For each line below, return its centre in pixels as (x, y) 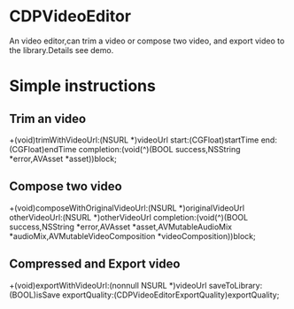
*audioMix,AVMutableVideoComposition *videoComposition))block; (132, 236)
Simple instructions (83, 86)
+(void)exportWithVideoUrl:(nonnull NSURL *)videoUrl (108, 285)
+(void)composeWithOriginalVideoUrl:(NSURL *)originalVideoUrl (127, 208)
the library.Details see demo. (62, 50)
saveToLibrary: (236, 285)
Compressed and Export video (95, 264)
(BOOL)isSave (35, 295)
